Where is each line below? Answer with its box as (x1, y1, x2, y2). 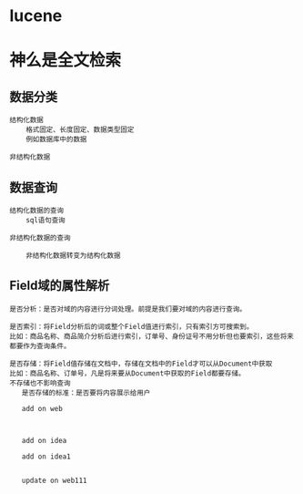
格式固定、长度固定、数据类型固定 (25, 125, 135, 135)
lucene (9, 5, 63, 26)
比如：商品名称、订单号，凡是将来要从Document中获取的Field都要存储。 (9, 368, 246, 378)
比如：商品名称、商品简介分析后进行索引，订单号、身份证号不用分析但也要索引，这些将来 (9, 332, 294, 341)
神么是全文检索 (9, 50, 122, 71)
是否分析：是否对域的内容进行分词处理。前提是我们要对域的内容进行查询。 (9, 304, 247, 314)
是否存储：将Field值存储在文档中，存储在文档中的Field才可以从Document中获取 (9, 359, 273, 368)
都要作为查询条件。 (9, 341, 71, 351)
